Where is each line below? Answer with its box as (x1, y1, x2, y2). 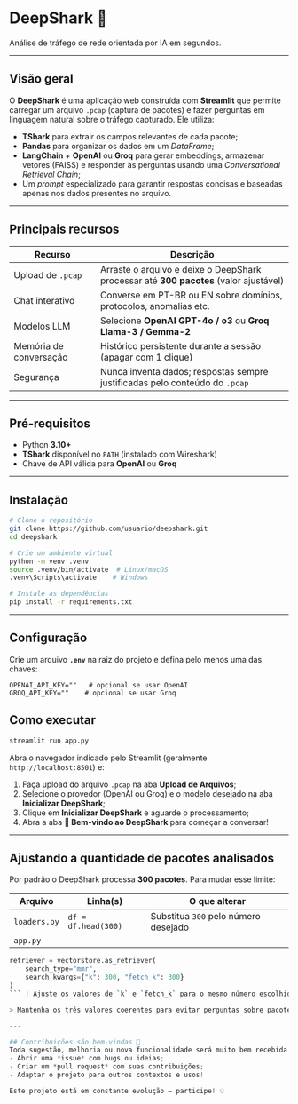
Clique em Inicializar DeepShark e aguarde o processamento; (21, 807, 250, 818)
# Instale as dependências (9, 590, 109, 599)
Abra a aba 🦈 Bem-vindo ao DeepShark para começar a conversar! (21, 816, 269, 827)
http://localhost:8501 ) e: (9, 761, 105, 772)
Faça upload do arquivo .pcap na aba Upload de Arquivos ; (21, 779, 237, 790)
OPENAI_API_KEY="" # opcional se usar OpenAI (9, 680, 189, 689)
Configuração (9, 631, 88, 646)
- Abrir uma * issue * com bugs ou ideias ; (9, 1054, 165, 1063)
